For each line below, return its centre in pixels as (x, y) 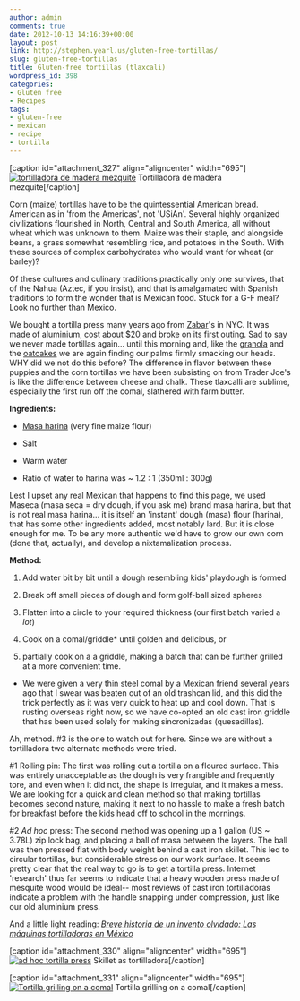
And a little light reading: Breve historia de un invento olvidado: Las (133, 924)
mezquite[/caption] (45, 187)
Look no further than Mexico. (63, 307)
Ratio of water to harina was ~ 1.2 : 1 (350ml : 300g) (117, 478)
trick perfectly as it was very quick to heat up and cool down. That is (149, 702)
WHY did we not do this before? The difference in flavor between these (141, 363)
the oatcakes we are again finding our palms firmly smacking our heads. (142, 353)
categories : (31, 84)
